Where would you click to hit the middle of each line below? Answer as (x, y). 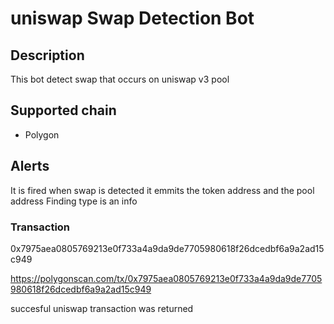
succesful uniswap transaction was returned (102, 308)
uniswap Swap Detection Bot (132, 18)
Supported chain (63, 110)
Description (47, 55)
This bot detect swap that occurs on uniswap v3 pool (120, 79)
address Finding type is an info (74, 201)
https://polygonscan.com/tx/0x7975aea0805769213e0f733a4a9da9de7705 (166, 278)
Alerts (30, 166)
